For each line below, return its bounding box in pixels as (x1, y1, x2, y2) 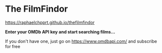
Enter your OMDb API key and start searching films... (5, 29, 115, 35)
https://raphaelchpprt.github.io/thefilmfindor (5, 19, 95, 25)
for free (5, 43, 21, 49)
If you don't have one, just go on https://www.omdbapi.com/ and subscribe (5, 38, 157, 44)
